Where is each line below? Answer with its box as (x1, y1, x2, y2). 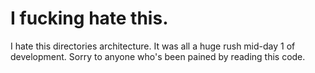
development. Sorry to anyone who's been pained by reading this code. (10, 50, 306, 62)
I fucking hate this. (10, 7, 169, 30)
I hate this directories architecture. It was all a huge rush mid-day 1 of (10, 40, 296, 52)
